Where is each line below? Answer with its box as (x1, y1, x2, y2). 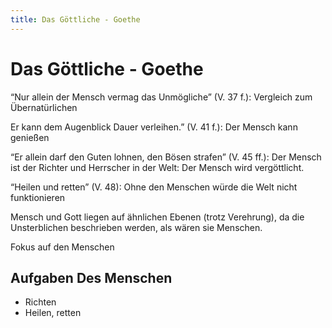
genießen (10, 131, 50, 143)
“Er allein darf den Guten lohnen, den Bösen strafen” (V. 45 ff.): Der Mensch (10, 151, 322, 163)
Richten (24, 296, 57, 308)
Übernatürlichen (10, 101, 78, 113)
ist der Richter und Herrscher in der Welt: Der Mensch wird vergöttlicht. (10, 161, 305, 173)
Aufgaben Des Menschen (10, 269, 173, 286)
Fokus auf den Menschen (10, 241, 115, 253)
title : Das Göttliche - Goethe (10, 14, 141, 25)
